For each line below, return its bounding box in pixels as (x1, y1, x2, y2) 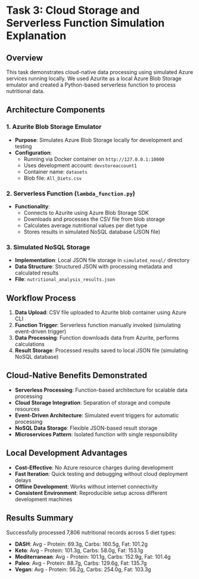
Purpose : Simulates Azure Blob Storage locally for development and (14, 136, 183, 143)
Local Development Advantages (6, 448, 128, 458)
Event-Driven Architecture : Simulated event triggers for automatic (14, 411, 179, 418)
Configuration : (14, 149, 52, 156)
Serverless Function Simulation (6, 16, 165, 30)
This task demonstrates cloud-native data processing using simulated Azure (6, 69, 194, 75)
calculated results (14, 269, 59, 276)
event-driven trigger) (14, 328, 67, 335)
